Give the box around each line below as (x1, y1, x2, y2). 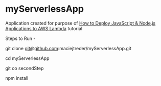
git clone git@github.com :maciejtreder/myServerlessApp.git (5, 45, 132, 51)
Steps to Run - (5, 35, 36, 41)
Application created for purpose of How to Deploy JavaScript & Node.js (5, 20, 156, 26)
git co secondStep (5, 65, 44, 71)
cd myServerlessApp (5, 55, 50, 61)
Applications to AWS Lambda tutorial (5, 25, 83, 31)
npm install (5, 75, 29, 81)
